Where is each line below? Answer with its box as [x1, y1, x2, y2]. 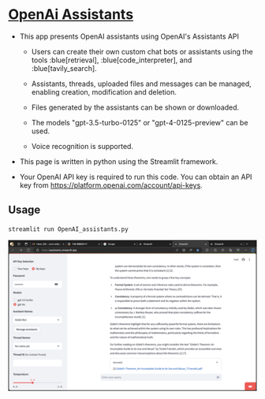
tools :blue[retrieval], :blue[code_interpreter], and [31, 55, 192, 65]
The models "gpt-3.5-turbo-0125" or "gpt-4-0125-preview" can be [31, 117, 248, 127]
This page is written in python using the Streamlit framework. [19, 156, 218, 166]
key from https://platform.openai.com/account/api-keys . [19, 180, 203, 190]
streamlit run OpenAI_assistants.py [8, 225, 129, 233]
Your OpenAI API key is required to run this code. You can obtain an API [19, 172, 252, 181]
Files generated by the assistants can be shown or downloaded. [31, 103, 240, 112]
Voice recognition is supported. [31, 141, 134, 151]
